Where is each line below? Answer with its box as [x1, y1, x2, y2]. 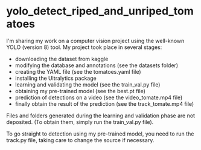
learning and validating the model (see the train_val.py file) [14, 80, 161, 88]
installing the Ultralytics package [14, 74, 97, 82]
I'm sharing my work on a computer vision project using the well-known [6, 37, 185, 44]
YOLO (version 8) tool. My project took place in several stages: [6, 44, 162, 51]
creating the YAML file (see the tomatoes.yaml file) [14, 68, 141, 75]
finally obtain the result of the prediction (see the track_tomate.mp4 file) [14, 100, 194, 107]
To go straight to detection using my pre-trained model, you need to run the [6, 130, 194, 137]
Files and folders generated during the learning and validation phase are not [6, 112, 195, 119]
